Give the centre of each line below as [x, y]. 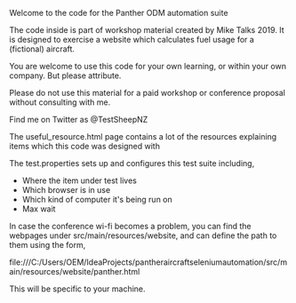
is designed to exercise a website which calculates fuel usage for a [132, 40]
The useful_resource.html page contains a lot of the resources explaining [143, 136]
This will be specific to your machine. [77, 289]
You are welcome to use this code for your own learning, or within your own [148, 66]
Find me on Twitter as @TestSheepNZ [79, 120]
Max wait [39, 209]
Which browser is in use [66, 190]
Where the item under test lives [80, 180]
